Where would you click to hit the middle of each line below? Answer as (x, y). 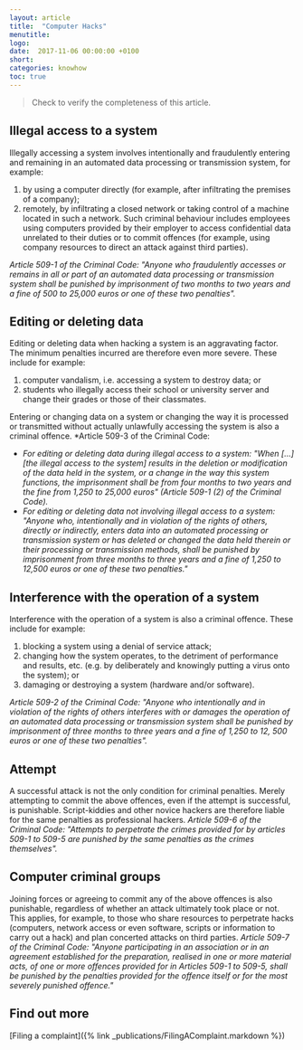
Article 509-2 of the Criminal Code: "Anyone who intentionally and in (137, 703)
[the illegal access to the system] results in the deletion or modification (155, 463)
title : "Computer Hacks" (58, 26)
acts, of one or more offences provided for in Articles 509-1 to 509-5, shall (148, 966)
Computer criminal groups (85, 877)
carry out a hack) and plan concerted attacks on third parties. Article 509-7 (150, 937)
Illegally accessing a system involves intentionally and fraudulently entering (150, 152)
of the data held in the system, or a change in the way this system (146, 473)
